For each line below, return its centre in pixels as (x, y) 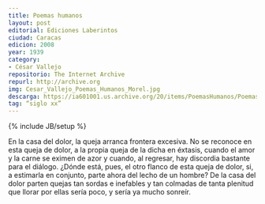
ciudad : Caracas (35, 38)
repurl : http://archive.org (54, 81)
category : (24, 60)
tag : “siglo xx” (35, 104)
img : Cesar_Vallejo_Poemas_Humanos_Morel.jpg (84, 89)
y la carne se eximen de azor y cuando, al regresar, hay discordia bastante (129, 158)
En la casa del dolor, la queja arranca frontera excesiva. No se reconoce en (130, 142)
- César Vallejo (35, 67)
